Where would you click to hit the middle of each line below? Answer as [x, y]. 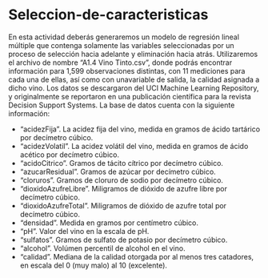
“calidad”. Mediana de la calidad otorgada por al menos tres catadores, [137, 256]
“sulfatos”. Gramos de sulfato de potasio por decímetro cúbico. [124, 240]
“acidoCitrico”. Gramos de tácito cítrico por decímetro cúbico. [122, 163]
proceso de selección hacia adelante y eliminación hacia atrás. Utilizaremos [133, 54]
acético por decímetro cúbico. [70, 155]
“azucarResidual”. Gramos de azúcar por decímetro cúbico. [118, 171]
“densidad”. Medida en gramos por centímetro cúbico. [109, 223]
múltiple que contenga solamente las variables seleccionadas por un [121, 45]
